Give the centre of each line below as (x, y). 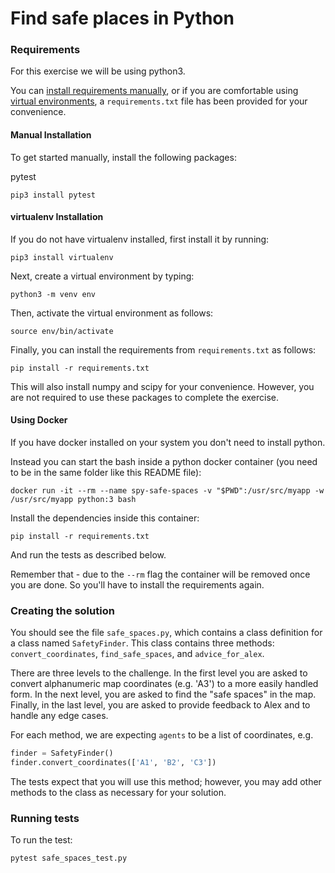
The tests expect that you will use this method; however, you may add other (166, 782)
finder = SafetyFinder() (62, 753)
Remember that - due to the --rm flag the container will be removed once (160, 574)
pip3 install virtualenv (62, 257)
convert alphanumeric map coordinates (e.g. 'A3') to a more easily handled (164, 684)
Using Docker (39, 420)
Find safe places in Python (122, 18)
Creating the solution (62, 611)
